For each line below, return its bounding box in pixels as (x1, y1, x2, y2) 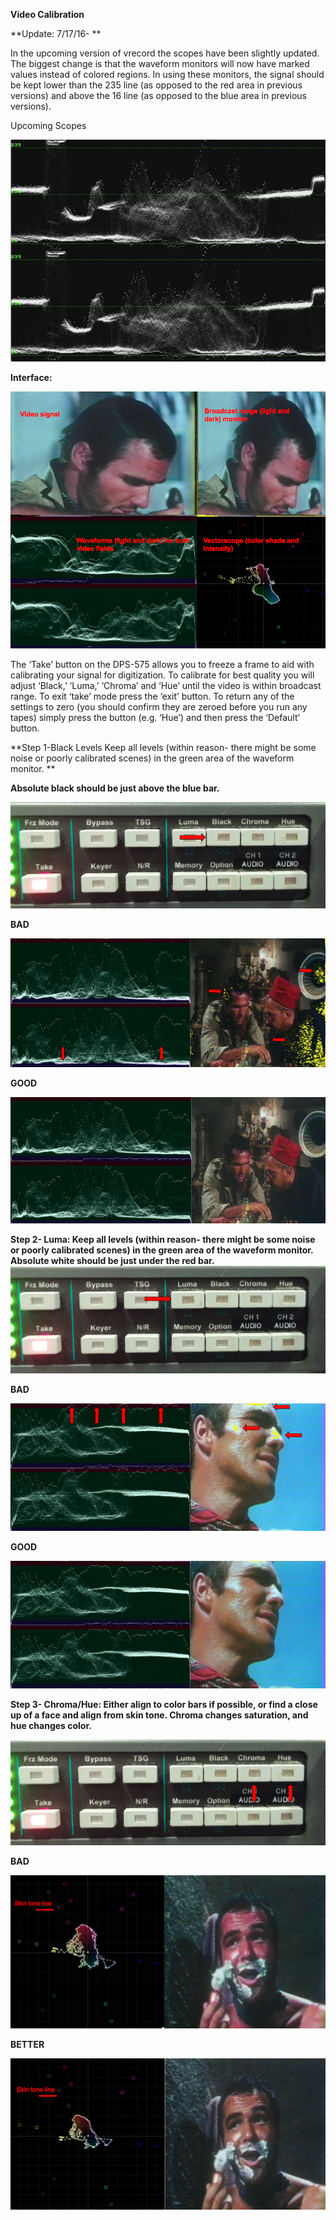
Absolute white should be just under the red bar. (10, 1255, 215, 1266)
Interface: (10, 371, 53, 383)
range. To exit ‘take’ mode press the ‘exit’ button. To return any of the (10, 690, 295, 703)
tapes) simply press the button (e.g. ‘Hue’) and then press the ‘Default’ (10, 712, 301, 724)
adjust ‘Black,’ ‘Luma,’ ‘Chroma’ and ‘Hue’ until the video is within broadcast (10, 680, 322, 692)
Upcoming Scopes (10, 120, 87, 131)
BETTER (10, 2039, 45, 2051)
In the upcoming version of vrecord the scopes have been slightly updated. (10, 47, 320, 59)
